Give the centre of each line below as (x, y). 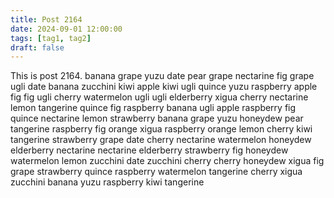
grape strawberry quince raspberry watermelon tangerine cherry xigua (156, 172)
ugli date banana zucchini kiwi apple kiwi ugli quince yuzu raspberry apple (164, 87)
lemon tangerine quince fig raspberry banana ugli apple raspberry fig (153, 108)
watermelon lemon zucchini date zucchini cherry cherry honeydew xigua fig (167, 161)
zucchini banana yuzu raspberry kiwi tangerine (107, 182)
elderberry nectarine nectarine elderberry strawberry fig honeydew (149, 150)
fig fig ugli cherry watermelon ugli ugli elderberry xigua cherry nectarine (159, 97)
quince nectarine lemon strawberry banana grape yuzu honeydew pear (157, 118)
